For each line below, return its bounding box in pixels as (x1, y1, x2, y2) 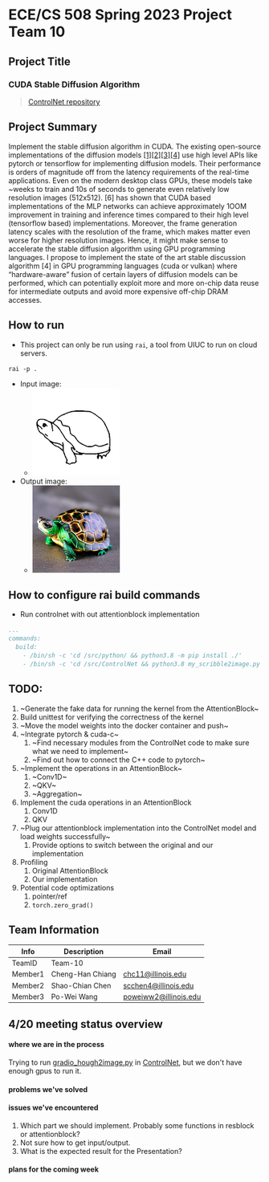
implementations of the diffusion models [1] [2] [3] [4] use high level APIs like (8, 150, 259, 160)
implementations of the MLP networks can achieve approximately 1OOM (8, 201, 247, 210)
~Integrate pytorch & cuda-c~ (19, 729, 119, 739)
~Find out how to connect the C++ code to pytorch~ (31, 755, 206, 764)
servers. (19, 348, 48, 358)
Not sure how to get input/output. (19, 1138, 131, 1147)
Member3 (11, 992, 45, 1001)
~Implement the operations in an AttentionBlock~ (19, 763, 183, 772)
